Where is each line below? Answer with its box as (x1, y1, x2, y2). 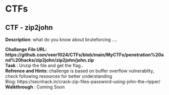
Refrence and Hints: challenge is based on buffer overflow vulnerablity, (5, 68, 154, 74)
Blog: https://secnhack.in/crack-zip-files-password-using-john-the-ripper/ (5, 79, 160, 84)
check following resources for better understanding (5, 73, 112, 79)
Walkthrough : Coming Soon (5, 84, 65, 90)
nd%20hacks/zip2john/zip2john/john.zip (5, 57, 94, 63)
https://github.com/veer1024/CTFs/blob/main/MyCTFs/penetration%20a (5, 52, 164, 58)
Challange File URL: (5, 46, 47, 52)
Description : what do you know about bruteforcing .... (5, 36, 118, 42)
